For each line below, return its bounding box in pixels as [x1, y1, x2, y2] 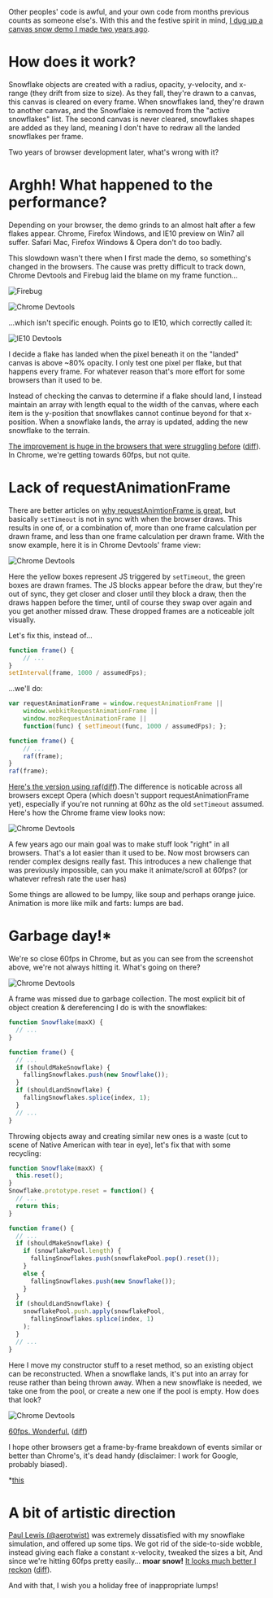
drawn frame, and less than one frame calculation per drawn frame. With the [8, 531, 265, 541]
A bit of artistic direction [8, 1504, 176, 1521]
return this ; [15, 1202, 60, 1210]
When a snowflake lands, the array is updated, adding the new [39, 417, 249, 427]
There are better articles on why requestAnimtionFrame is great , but [8, 505, 236, 515]
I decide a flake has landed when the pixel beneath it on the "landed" [8, 349, 240, 359]
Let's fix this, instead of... [8, 630, 93, 640]
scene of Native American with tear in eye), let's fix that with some [8, 1140, 232, 1149]
